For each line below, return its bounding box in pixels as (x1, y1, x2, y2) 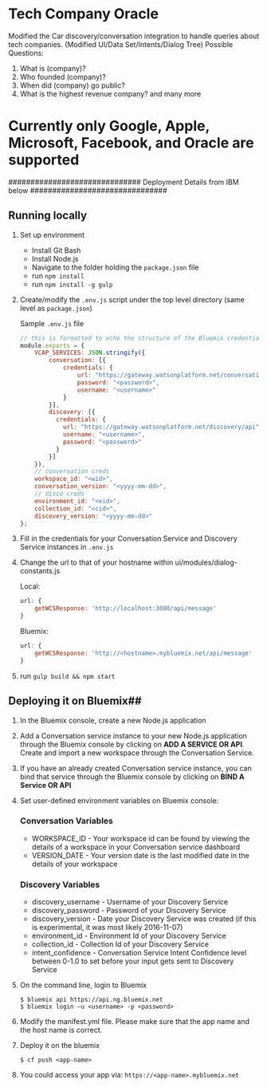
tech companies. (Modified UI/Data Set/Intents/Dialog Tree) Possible (8, 39, 234, 49)
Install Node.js (31, 254, 79, 263)
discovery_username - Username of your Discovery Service (31, 897, 229, 907)
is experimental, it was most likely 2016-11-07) (31, 923, 183, 932)
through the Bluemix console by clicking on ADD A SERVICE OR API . (19, 739, 245, 749)
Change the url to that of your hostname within (19, 557, 174, 567)
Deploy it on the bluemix (19, 1041, 100, 1050)
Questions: (8, 48, 44, 57)
